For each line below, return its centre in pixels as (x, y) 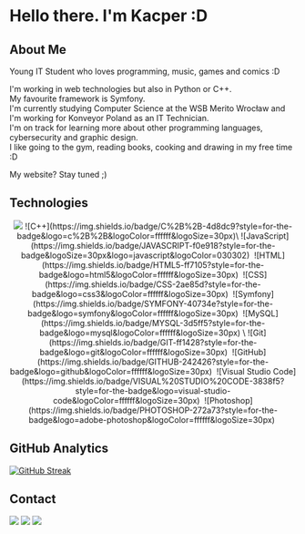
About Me (38, 50)
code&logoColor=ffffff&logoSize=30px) (127, 400)
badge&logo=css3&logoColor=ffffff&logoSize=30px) (130, 293)
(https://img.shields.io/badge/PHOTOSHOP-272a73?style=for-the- (153, 410)
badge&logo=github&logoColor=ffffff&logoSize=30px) (111, 371)
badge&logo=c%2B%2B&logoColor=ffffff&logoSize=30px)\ (128, 236)
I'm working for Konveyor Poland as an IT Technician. (109, 118)
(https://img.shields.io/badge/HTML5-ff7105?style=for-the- (153, 264)
